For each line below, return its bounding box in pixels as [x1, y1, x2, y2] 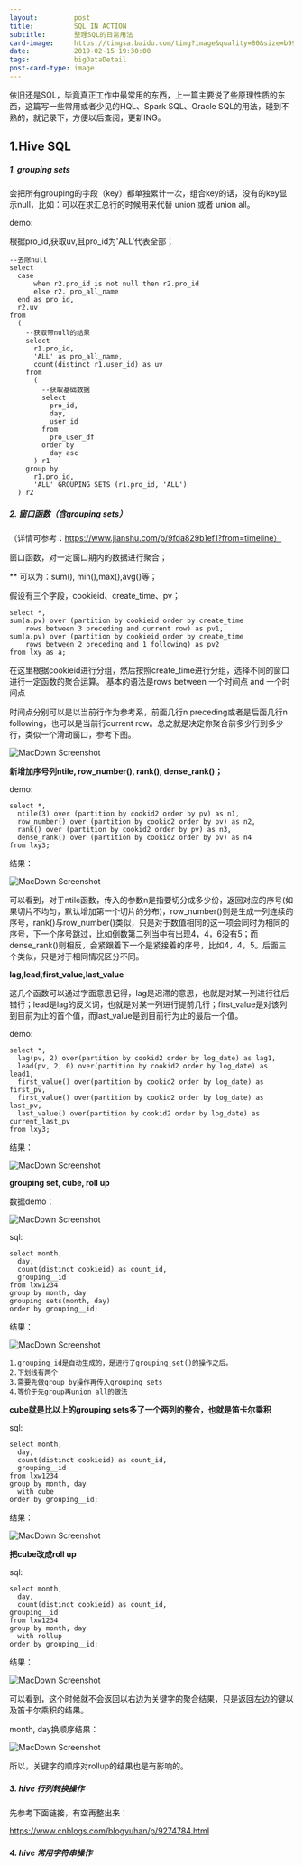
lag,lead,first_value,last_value [9, 969, 124, 980]
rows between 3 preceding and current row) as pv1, [25, 624, 224, 633]
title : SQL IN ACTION [9, 22, 127, 31]
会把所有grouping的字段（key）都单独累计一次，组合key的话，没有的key [9, 188, 280, 199]
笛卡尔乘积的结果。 [16, 1704, 88, 1716]
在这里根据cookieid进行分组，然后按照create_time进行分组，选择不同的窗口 [9, 665, 290, 676]
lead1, [9, 1069, 34, 1079]
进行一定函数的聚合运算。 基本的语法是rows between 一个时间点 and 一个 [9, 676, 282, 687]
